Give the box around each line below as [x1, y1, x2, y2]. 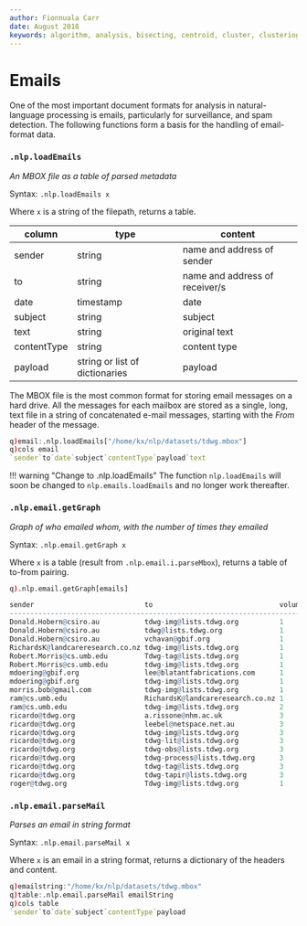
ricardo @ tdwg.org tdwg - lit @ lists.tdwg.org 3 [9, 737, 284, 746]
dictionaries [77, 367, 128, 379]
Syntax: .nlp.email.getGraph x [9, 538, 126, 549]
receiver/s [182, 281, 227, 293]
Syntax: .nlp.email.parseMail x [9, 836, 131, 847]
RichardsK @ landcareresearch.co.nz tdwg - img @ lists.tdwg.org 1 [9, 643, 284, 652]
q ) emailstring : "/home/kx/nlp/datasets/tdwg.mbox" [9, 881, 203, 891]
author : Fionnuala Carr [9, 13, 101, 23]
